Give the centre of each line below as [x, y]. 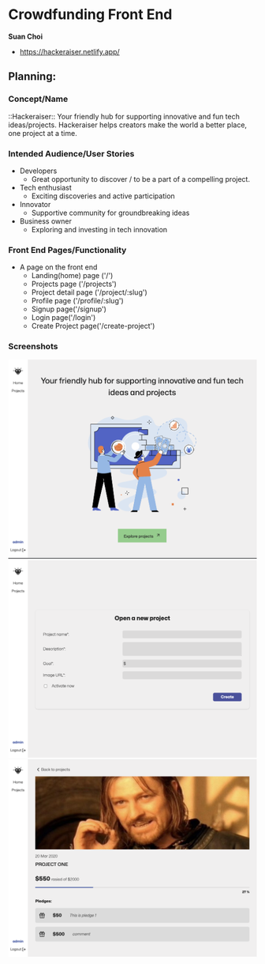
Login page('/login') [63, 318]
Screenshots [33, 347]
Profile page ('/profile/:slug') [77, 301]
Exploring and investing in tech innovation [99, 229]
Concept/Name [38, 99]
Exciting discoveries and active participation [103, 196]
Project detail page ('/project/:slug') [89, 292]
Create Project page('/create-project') [93, 326]
